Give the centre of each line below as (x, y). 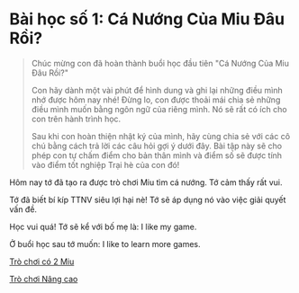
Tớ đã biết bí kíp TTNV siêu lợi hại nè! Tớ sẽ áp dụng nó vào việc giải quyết (148, 200)
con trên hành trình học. (76, 119)
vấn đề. (23, 209)
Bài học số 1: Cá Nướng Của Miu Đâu (147, 19)
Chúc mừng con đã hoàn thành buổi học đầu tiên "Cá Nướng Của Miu (160, 63)
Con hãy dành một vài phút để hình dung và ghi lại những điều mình (157, 90)
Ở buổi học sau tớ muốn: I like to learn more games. (105, 244)
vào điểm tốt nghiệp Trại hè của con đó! (105, 164)
